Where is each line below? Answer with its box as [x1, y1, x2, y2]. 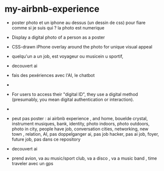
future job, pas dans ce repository [11, 136, 81, 142]
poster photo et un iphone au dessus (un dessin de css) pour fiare [11, 20, 146, 25]
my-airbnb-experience [4, 3, 100, 15]
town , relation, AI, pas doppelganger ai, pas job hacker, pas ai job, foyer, [11, 131, 159, 137]
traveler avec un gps [11, 160, 54, 166]
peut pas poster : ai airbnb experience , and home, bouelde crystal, [11, 115, 148, 121]
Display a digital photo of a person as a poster [11, 34, 105, 40]
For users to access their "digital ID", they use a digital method [11, 91, 138, 97]
